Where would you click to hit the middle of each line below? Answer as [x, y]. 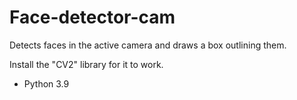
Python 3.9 [46, 83]
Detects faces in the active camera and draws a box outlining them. [148, 45]
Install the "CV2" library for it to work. [86, 64]
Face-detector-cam [92, 17]
